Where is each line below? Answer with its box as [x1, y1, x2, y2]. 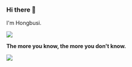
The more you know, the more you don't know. [6, 43, 127, 50]
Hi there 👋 [6, 5, 37, 14]
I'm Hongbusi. [6, 19, 42, 27]
